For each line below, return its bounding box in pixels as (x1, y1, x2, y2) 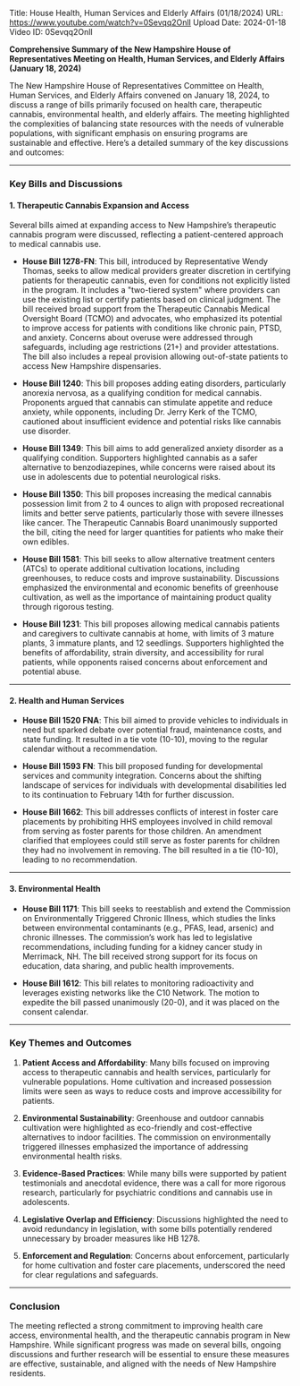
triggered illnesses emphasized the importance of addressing (21, 1141, 248, 1151)
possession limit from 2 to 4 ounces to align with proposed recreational (21, 499, 285, 509)
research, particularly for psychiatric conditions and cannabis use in (21, 1186, 273, 1198)
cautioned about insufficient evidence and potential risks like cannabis (21, 416, 281, 427)
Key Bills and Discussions (9, 177, 123, 190)
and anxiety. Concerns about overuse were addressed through (21, 332, 254, 343)
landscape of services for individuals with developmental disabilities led (21, 780, 287, 791)
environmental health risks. (21, 1151, 122, 1161)
